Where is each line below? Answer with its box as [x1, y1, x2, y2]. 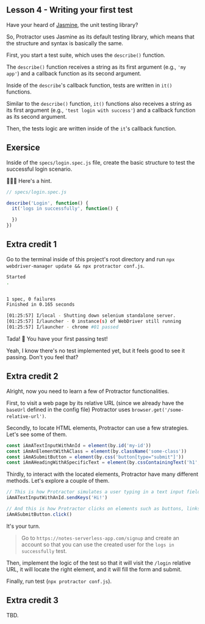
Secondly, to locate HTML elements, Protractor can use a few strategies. [6, 424, 189, 431]
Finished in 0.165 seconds [6, 302, 75, 308]
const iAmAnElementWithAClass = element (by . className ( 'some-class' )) [6, 448, 187, 455]
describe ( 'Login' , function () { [6, 200, 88, 206]
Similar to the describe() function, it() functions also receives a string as [6, 100, 192, 107]
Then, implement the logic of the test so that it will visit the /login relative [6, 559, 191, 566]
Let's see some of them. [6, 431, 67, 438]
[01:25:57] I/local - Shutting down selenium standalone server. [6, 313, 176, 319]
